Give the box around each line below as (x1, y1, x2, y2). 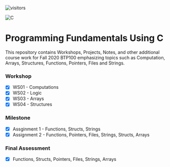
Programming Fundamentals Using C (5, 32, 164, 44)
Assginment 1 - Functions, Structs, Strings (12, 126, 100, 132)
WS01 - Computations (12, 84, 59, 90)
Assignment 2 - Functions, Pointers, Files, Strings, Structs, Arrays (12, 131, 150, 138)
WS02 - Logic (12, 90, 42, 96)
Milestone (5, 114, 30, 121)
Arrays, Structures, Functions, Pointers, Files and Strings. (5, 60, 125, 66)
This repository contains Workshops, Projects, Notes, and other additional (5, 49, 160, 55)
